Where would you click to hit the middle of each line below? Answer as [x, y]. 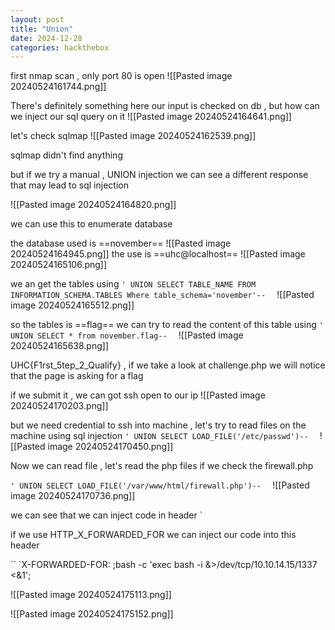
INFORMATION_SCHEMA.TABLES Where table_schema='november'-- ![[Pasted [162, 295]
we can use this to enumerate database [91, 224]
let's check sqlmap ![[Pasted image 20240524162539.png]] [133, 136]
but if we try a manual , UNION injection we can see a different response [159, 175]
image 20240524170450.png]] [110, 447]
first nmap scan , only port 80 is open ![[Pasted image [121, 76]
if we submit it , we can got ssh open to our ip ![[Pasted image [138, 395]
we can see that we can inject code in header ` [106, 515]
